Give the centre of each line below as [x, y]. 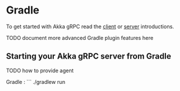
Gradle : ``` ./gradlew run [36, 82]
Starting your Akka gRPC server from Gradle [89, 56]
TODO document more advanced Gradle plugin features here [80, 38]
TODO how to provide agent [40, 70]
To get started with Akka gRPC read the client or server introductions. [90, 26]
